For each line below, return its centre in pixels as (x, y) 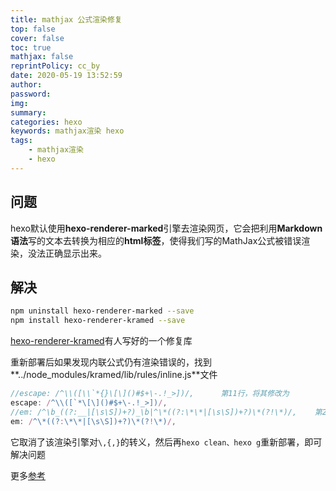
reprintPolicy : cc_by (55, 66)
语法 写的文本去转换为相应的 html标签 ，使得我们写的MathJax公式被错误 (156, 240)
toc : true (31, 47)
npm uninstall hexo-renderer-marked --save (102, 311)
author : (26, 85)
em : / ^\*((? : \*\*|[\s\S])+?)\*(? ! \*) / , (93, 421)
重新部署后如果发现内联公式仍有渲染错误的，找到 (111, 362)
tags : (21, 141)
